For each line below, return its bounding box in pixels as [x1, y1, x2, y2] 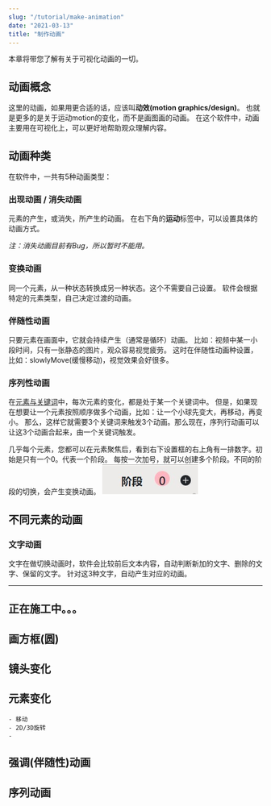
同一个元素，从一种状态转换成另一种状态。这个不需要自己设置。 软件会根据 [8, 283, 258, 293]
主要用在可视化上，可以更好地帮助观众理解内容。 [8, 123, 171, 133]
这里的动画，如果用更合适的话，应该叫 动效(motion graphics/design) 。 [8, 103, 244, 113]
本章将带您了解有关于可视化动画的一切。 [8, 54, 143, 64]
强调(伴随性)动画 [8, 756, 91, 770]
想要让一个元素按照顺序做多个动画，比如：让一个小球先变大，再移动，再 [15, 407, 256, 417]
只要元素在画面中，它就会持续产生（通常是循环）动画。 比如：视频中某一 [8, 334, 251, 344]
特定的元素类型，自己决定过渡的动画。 [8, 293, 135, 302]
